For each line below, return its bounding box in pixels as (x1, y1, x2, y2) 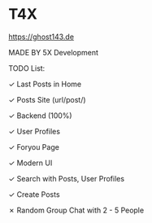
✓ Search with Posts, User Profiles (8, 173, 124, 183)
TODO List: (8, 63, 46, 73)
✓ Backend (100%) (8, 111, 72, 120)
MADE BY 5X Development (8, 47, 99, 57)
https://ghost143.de (8, 32, 75, 42)
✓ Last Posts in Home (8, 79, 82, 89)
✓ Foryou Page (8, 142, 59, 151)
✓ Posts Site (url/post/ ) (8, 94, 87, 104)
